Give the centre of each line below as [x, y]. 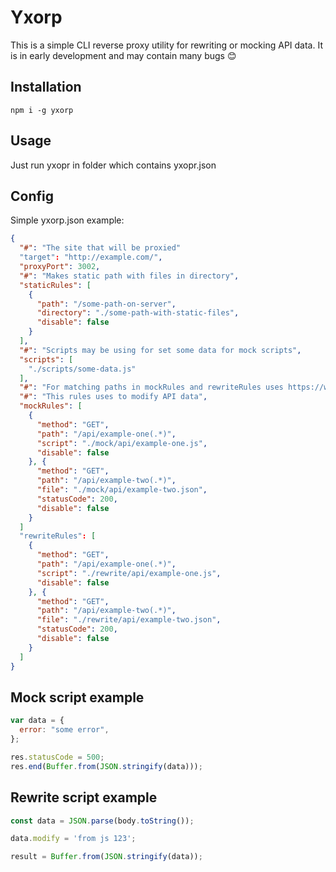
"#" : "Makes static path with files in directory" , [129, 276]
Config [32, 196]
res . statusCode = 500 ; [57, 757]
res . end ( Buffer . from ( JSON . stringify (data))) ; [106, 766]
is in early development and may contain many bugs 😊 [123, 55]
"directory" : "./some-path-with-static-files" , [138, 313]
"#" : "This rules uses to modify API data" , [113, 397]
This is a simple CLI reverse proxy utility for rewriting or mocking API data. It [166, 45]
